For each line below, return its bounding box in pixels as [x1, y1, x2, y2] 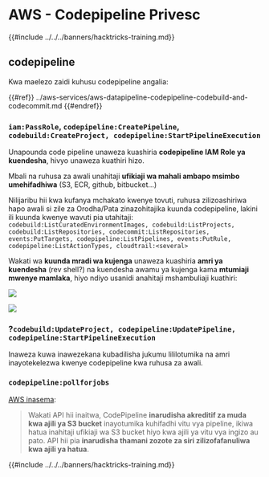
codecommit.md [8, 100, 63, 110]
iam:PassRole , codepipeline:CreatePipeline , [8, 120, 180, 132]
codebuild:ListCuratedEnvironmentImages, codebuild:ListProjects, [8, 221, 235, 230]
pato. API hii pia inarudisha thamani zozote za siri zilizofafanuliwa [27, 435, 251, 445]
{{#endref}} [63, 100, 103, 110]
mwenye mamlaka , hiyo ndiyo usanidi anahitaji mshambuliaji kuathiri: [8, 273, 238, 283]
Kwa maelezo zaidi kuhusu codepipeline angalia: [8, 76, 169, 86]
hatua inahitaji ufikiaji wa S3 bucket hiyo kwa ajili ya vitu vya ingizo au [27, 427, 259, 437]
